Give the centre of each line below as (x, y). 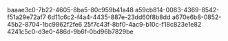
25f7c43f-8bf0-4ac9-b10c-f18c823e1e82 (143, 24)
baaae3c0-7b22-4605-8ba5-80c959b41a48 (71, 10)
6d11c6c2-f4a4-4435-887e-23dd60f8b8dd (109, 17)
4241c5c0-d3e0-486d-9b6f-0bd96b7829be (70, 31)
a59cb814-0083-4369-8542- (177, 10)
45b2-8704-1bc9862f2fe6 (45, 24)
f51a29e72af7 (27, 17)
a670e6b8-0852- (197, 17)
